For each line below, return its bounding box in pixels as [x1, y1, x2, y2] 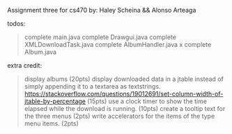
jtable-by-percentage [24, 97, 86, 105]
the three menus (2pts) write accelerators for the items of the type [24, 112, 215, 120]
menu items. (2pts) [24, 119, 79, 128]
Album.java [24, 48, 57, 56]
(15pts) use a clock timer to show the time [86, 97, 208, 105]
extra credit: [7, 61, 42, 69]
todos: [7, 20, 26, 27]
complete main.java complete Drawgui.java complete [24, 33, 176, 41]
